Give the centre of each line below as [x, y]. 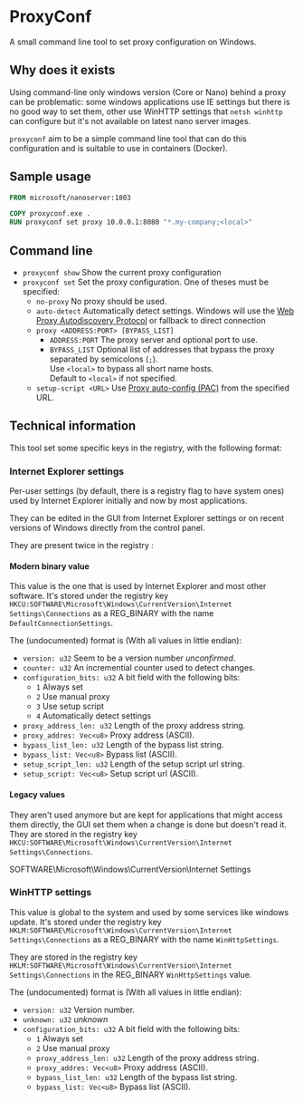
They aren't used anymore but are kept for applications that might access [146, 815]
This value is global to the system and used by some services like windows [149, 912]
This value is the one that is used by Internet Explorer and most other [138, 586]
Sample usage [51, 177]
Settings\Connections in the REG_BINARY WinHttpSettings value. [131, 974]
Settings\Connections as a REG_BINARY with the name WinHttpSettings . [144, 939]
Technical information [73, 426]
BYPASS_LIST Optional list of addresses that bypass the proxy [162, 349]
